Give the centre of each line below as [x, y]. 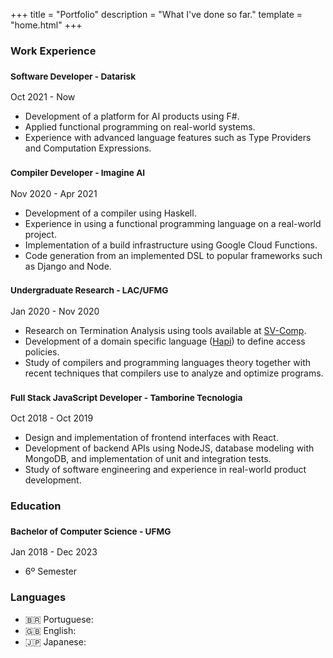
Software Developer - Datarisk [73, 76]
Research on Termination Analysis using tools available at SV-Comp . [165, 330]
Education [36, 506]
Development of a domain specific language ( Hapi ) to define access [165, 341]
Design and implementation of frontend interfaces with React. [151, 438]
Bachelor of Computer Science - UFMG [91, 531]
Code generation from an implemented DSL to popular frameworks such [173, 255]
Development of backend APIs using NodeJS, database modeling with [169, 448]
